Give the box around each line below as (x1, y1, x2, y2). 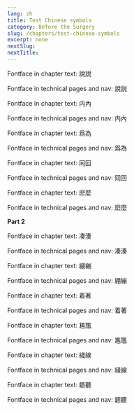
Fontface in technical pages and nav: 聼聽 (7, 395, 128, 403)
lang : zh (7, 10, 33, 18)
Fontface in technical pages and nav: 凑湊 (7, 246, 128, 255)
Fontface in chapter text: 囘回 (7, 158, 92, 167)
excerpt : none (7, 36, 49, 43)
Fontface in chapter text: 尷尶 (7, 321, 92, 329)
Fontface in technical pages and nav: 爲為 (7, 144, 128, 152)
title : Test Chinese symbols (7, 17, 92, 24)
